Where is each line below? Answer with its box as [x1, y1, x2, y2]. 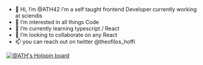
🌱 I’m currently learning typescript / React [15, 25, 120, 32]
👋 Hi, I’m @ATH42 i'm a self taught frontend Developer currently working [15, 6, 197, 13]
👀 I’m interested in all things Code [15, 19, 99, 25]
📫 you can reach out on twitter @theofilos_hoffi [15, 38, 135, 45]
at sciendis [15, 12, 42, 19]
